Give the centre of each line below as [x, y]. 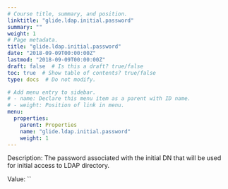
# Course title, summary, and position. [68, 14]
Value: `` [19, 179]
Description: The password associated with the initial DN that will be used [114, 158]
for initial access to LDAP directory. [58, 166]
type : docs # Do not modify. [52, 79]
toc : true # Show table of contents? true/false [82, 73]
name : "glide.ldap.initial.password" [76, 131]
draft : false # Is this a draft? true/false [75, 66]
